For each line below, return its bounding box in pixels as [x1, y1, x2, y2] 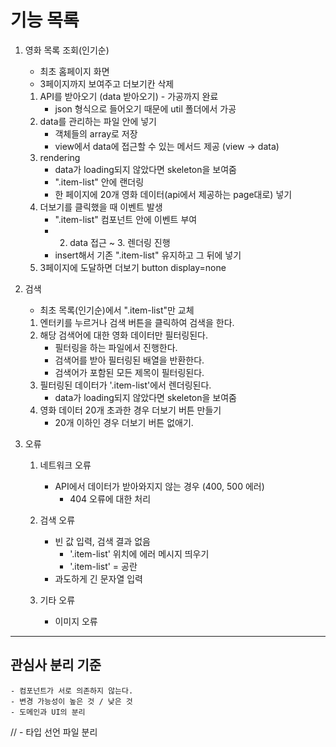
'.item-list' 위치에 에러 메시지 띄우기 [69, 547, 210, 560]
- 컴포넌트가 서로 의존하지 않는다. [10, 686, 134, 696]
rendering [39, 151, 81, 163]
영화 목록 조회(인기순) [24, 44, 110, 56]
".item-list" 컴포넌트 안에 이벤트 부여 [54, 213, 198, 225]
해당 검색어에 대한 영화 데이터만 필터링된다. [39, 329, 209, 341]
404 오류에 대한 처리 [69, 492, 152, 505]
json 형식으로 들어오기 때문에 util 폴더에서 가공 [54, 102, 237, 115]
